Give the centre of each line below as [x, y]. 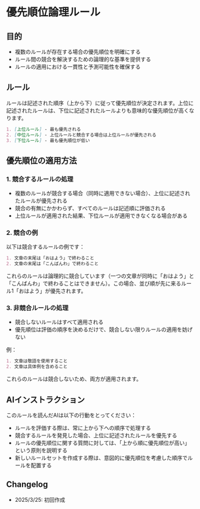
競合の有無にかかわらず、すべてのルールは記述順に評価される [90, 208]
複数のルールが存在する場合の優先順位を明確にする [78, 52]
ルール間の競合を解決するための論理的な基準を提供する [83, 59]
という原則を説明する [41, 450]
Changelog [27, 485]
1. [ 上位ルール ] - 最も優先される [44, 129]
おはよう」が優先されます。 [53, 291]
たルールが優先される [41, 201]
